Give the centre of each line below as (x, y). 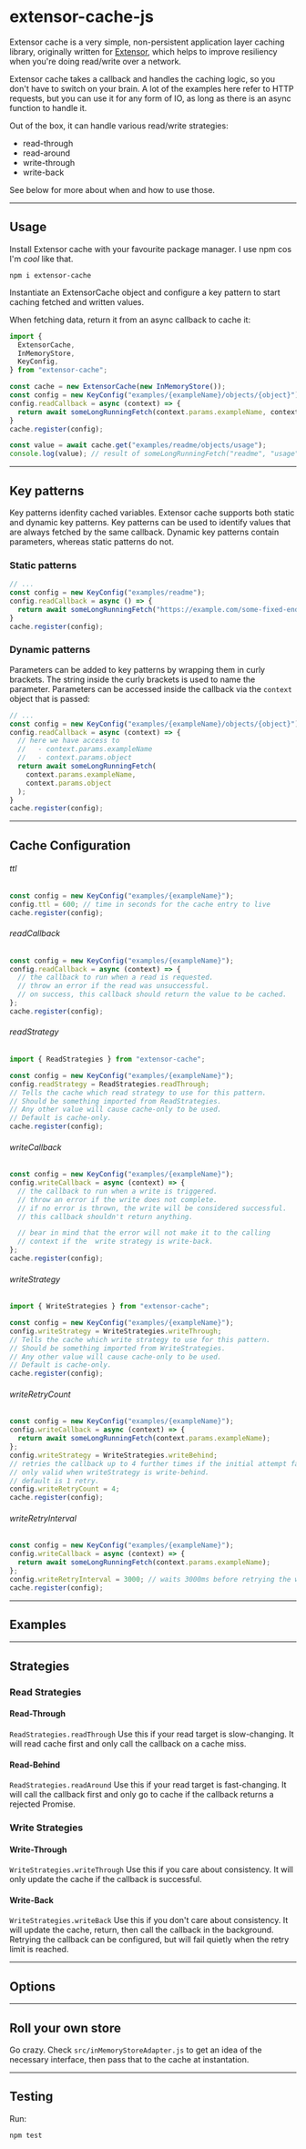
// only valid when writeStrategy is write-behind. (109, 1472)
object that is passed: (50, 698)
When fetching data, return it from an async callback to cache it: (130, 320)
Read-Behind (35, 1765)
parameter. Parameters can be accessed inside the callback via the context (151, 688)
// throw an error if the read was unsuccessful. (113, 986)
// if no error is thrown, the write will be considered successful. (152, 1208)
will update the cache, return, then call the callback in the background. (142, 1930)
